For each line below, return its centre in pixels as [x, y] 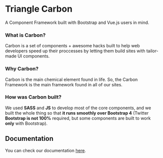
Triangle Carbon [39, 9]
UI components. [34, 56]
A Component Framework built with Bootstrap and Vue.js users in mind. [77, 22]
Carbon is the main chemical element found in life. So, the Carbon [71, 79]
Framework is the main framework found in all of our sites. [64, 84]
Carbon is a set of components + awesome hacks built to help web [73, 46]
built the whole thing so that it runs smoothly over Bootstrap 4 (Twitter [77, 113]
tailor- [152, 51]
